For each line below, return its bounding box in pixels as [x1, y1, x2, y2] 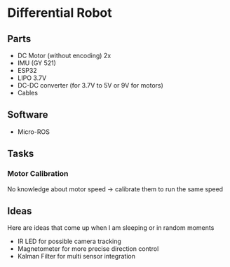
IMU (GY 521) [17, 59, 56, 67]
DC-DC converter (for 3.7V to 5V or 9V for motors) [17, 81, 163, 89]
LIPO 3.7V [17, 74, 47, 82]
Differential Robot [7, 5, 112, 21]
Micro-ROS [17, 128, 50, 136]
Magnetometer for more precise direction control [17, 245, 159, 253]
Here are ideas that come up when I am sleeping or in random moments [7, 224, 215, 232]
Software [7, 109, 48, 121]
